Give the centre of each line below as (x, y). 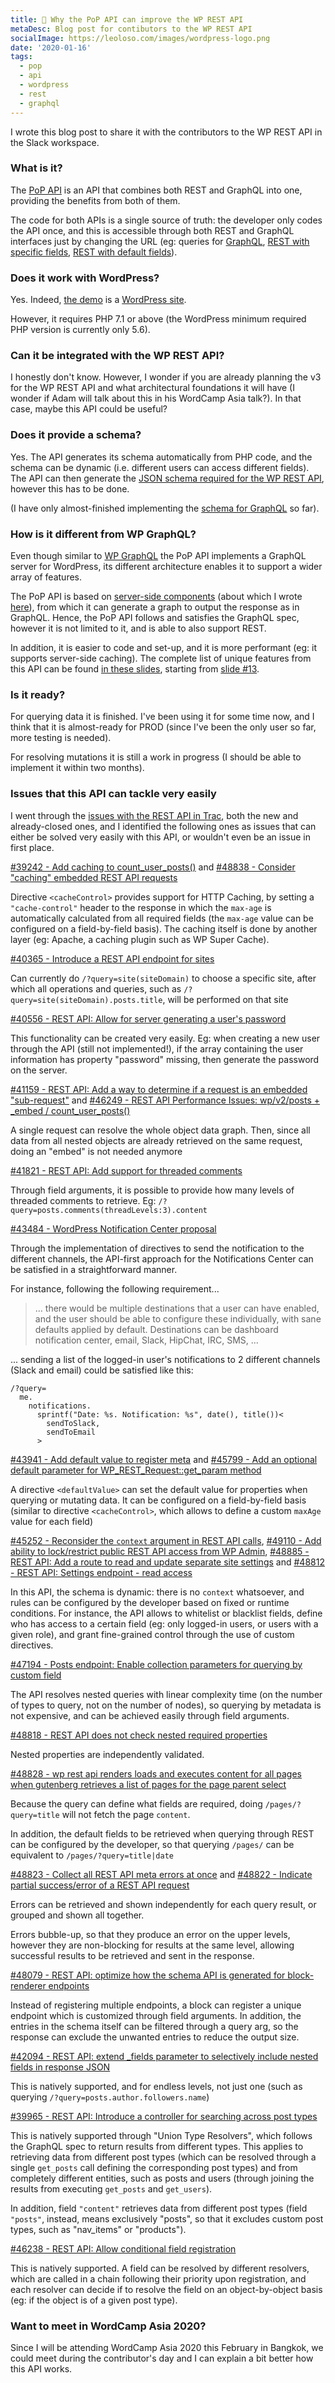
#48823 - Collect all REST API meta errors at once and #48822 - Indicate (161, 1874)
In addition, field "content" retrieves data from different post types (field (159, 2208)
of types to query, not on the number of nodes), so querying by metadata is (166, 1705)
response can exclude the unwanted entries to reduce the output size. (155, 2037)
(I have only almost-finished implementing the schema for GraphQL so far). (165, 508)
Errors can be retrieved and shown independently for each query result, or (163, 1904)
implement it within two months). (77, 768)
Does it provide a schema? (76, 435)
